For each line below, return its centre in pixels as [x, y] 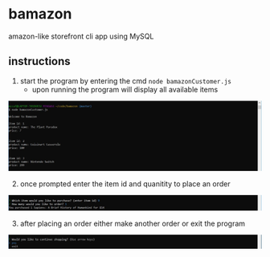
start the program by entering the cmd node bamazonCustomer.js [125, 80]
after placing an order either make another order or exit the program [133, 223]
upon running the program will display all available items [125, 89]
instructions [39, 61]
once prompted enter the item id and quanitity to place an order [125, 184]
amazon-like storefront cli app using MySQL [81, 36]
